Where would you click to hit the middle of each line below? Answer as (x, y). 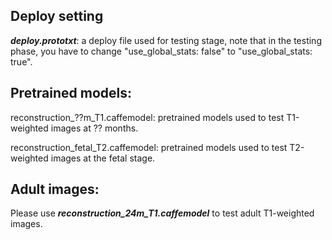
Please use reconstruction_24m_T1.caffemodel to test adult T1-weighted (162, 213)
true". (21, 61)
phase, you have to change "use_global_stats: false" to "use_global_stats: (161, 51)
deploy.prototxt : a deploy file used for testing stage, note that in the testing (166, 40)
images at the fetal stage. (103, 158)
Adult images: (55, 189)
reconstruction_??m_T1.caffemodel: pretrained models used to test (147, 117)
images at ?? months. (94, 128)
